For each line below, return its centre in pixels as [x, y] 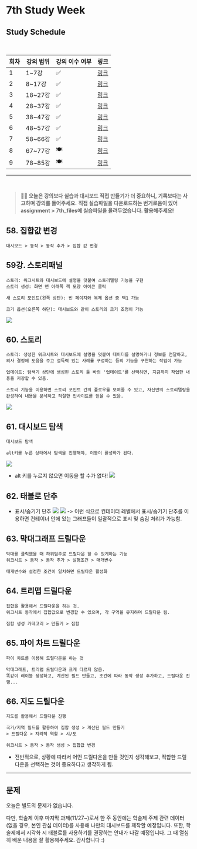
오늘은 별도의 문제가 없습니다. [40, 806]
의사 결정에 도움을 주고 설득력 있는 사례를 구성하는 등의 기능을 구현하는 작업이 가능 [94, 361]
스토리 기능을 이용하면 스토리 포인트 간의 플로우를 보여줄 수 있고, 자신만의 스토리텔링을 [98, 390]
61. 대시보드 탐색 [35, 427]
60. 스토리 [24, 340]
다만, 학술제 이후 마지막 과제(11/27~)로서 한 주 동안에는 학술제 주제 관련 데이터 [95, 818]
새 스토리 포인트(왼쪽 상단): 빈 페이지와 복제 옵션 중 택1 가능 [73, 298]
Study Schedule [36, 32]
